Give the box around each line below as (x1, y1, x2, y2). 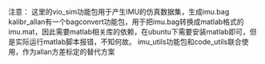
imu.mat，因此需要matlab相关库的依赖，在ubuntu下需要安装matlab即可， (8, 27, 250, 36)
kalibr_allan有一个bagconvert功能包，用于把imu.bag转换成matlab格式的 (8, 17, 244, 26)
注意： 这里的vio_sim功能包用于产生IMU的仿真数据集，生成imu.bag (8, 7, 230, 16)
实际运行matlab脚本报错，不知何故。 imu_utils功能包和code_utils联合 (14, 37, 242, 46)
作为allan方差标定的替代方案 (22, 47, 115, 56)
